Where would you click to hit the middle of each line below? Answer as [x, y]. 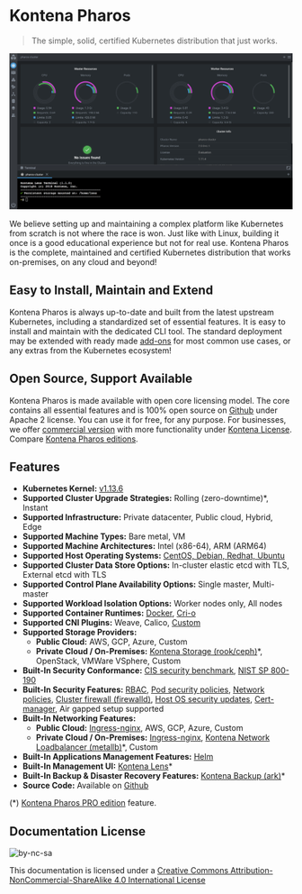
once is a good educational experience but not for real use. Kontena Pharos [149, 243]
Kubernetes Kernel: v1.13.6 [73, 488]
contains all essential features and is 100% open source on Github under [144, 410]
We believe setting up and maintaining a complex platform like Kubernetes [147, 224]
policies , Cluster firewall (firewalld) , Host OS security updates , [138, 699]
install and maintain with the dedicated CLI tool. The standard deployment [146, 331]
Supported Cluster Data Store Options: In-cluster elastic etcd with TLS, [156, 565]
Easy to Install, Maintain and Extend [111, 291]
